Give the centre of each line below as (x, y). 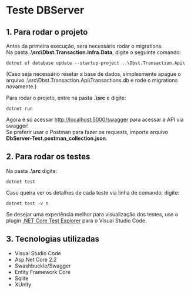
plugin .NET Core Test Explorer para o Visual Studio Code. (76, 220)
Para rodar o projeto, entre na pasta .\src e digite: (66, 98)
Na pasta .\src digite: (32, 171)
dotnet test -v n (27, 203)
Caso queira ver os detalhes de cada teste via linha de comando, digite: (93, 192)
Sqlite (21, 278)
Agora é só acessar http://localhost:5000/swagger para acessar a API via (95, 119)
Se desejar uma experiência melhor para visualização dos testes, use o (92, 214)
